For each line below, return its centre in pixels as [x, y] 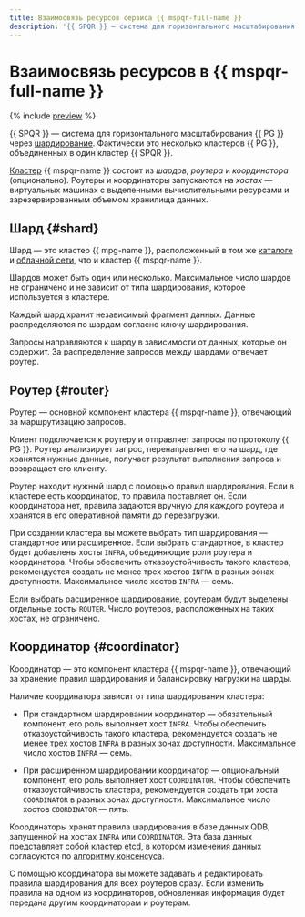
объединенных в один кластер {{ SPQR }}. [91, 153]
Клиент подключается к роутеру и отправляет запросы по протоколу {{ [149, 439]
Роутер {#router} [60, 390]
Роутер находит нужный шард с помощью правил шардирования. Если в [152, 486]
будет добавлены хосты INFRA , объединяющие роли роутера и [131, 552]
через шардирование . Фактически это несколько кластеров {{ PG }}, [144, 143]
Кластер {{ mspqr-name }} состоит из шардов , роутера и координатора [149, 170]
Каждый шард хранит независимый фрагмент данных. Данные [132, 314]
